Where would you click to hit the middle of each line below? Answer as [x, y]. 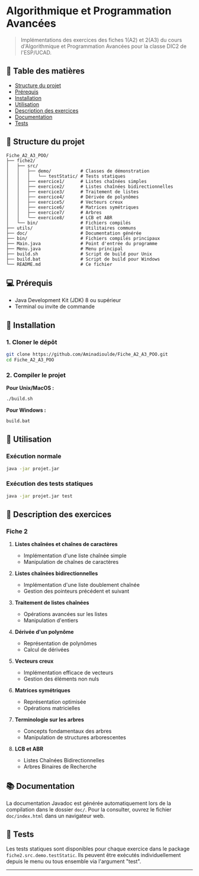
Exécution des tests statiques [50, 484]
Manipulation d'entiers [51, 621]
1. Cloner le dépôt [32, 342]
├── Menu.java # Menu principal [65, 249]
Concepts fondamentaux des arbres [68, 731]
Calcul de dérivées [46, 650]
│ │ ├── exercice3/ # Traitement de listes [73, 192]
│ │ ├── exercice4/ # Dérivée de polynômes [73, 197]
